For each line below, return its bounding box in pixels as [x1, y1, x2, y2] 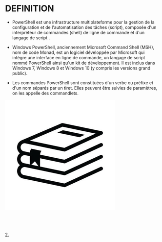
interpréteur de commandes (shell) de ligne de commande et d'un [12, 29, 145, 35]
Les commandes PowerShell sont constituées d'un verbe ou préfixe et [12, 79, 154, 86]
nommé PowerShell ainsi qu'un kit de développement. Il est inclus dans [12, 60, 155, 66]
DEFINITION [5, 3, 55, 14]
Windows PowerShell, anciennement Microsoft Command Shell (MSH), [12, 44, 155, 50]
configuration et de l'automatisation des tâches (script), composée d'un [12, 24, 157, 30]
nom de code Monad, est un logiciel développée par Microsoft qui [12, 49, 145, 55]
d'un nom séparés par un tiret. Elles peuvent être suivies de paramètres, [12, 85, 158, 91]
